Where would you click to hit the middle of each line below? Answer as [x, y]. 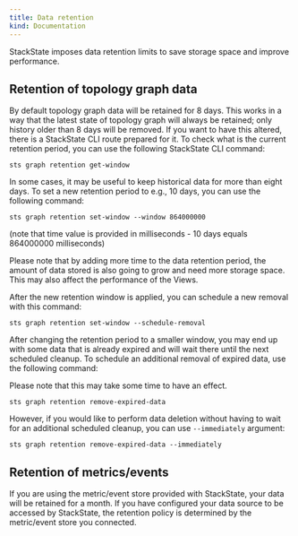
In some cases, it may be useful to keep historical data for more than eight [146, 182]
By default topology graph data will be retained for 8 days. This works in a [145, 111]
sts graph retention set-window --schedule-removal [107, 324]
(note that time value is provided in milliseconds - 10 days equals [128, 234]
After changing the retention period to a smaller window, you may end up [144, 340]
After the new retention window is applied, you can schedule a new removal [149, 298]
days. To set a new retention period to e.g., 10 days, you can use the [135, 191]
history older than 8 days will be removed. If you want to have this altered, [146, 130]
